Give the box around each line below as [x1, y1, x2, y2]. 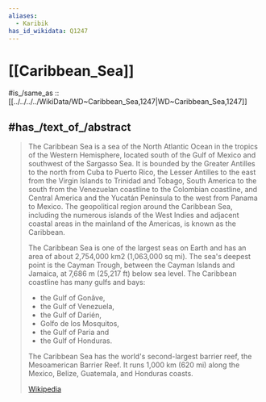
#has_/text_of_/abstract [8, 120, 131, 134]
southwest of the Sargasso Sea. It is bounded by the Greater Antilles [27, 159, 256, 169]
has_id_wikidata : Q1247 [8, 27, 89, 35]
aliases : [8, 11, 38, 20]
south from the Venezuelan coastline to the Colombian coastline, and [27, 185, 258, 195]
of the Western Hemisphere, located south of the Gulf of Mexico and [27, 150, 256, 160]
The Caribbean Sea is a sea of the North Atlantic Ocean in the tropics [27, 142, 258, 152]
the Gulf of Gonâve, [39, 293, 106, 303]
